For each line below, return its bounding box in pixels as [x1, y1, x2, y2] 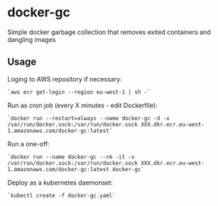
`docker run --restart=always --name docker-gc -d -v [7, 114, 170, 121]
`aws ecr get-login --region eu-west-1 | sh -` [7, 88, 151, 96]
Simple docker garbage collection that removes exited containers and [7, 28, 211, 36]
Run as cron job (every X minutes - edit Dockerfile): [7, 101, 158, 109]
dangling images [7, 35, 56, 43]
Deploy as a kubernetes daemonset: [7, 178, 114, 187]
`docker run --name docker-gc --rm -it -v [7, 153, 135, 161]
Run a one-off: [7, 139, 50, 148]
